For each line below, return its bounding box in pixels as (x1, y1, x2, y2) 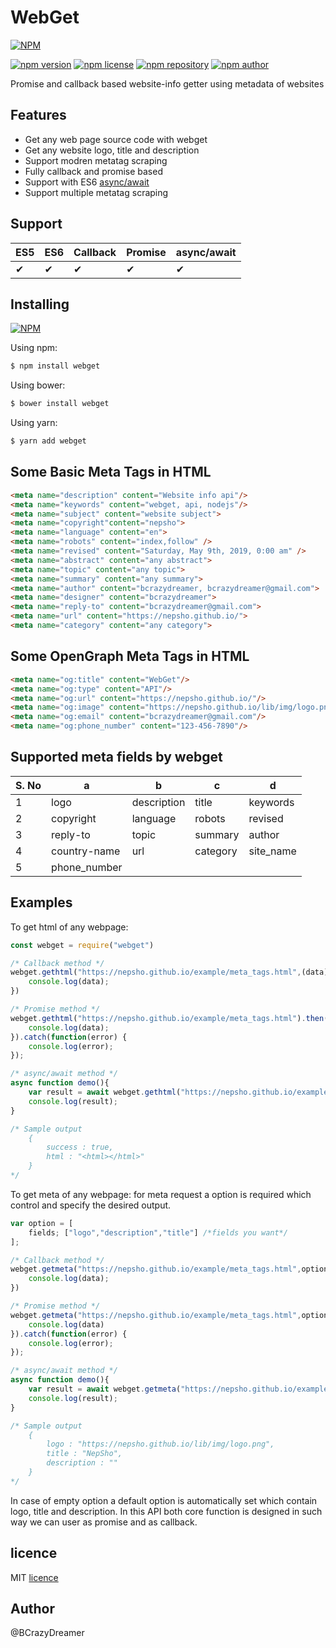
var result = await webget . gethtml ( (28, 1087, 182, 1097)
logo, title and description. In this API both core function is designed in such (10, 1505, 323, 1517)
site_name (248, 844, 297, 858)
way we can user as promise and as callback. (10, 1516, 198, 1528)
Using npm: (10, 342, 58, 354)
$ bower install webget (10, 399, 110, 409)
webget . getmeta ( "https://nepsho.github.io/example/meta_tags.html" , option (10, 1264, 329, 1275)
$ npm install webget (10, 361, 101, 371)
